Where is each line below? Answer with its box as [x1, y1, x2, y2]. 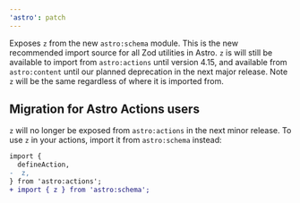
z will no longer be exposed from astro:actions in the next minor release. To [9, 125, 292, 136]
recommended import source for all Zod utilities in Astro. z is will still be [9, 47, 273, 58]
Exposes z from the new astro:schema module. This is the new [9, 38, 239, 48]
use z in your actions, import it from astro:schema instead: [9, 135, 222, 146]
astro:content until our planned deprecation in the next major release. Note [9, 66, 288, 77]
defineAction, [17, 160, 70, 170]
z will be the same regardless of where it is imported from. [9, 75, 224, 86]
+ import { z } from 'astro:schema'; [9, 185, 150, 194]
